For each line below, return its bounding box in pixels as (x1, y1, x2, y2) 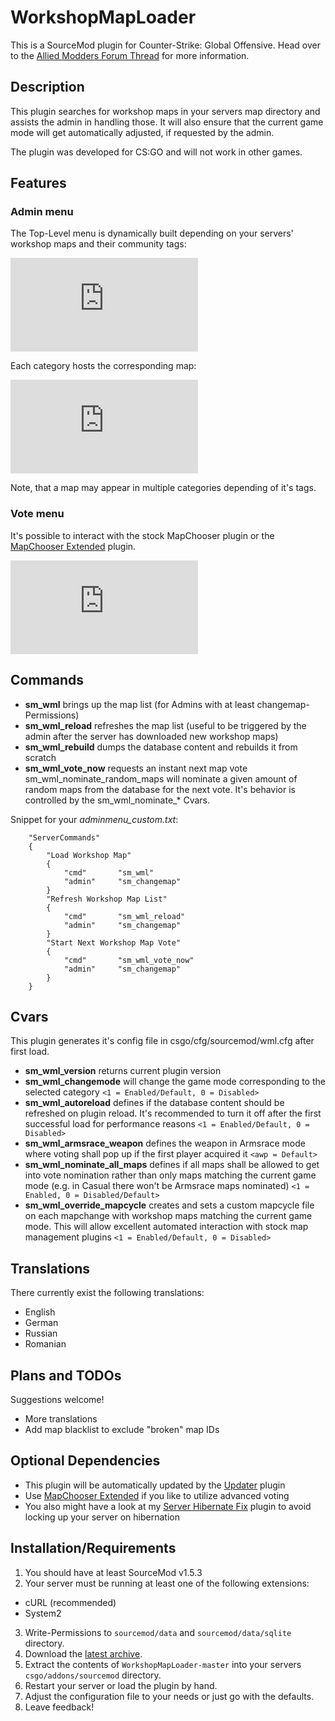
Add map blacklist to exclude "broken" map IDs (24, 1423, 220, 1435)
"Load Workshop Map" (46, 850, 132, 860)
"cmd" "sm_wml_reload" (63, 911, 186, 921)
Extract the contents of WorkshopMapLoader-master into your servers (24, 1658, 302, 1670)
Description (10, 79, 85, 96)
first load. (10, 1046, 50, 1058)
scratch (24, 751, 57, 763)
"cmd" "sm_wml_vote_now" (63, 955, 195, 965)
